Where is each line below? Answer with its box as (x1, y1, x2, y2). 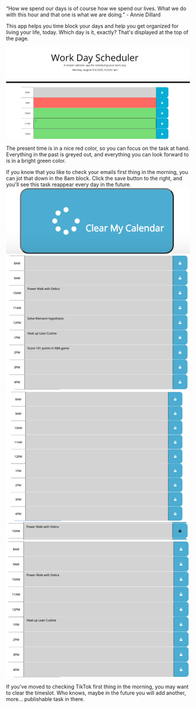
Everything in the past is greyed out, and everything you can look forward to (6, 151, 189, 158)
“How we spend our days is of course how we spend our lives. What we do (6, 5, 187, 12)
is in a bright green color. (6, 157, 66, 164)
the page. (6, 35, 29, 42)
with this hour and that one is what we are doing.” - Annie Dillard (6, 11, 161, 18)
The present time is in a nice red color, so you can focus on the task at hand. (6, 145, 190, 152)
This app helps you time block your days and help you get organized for (6, 23, 179, 29)
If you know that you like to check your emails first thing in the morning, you (6, 168, 188, 175)
